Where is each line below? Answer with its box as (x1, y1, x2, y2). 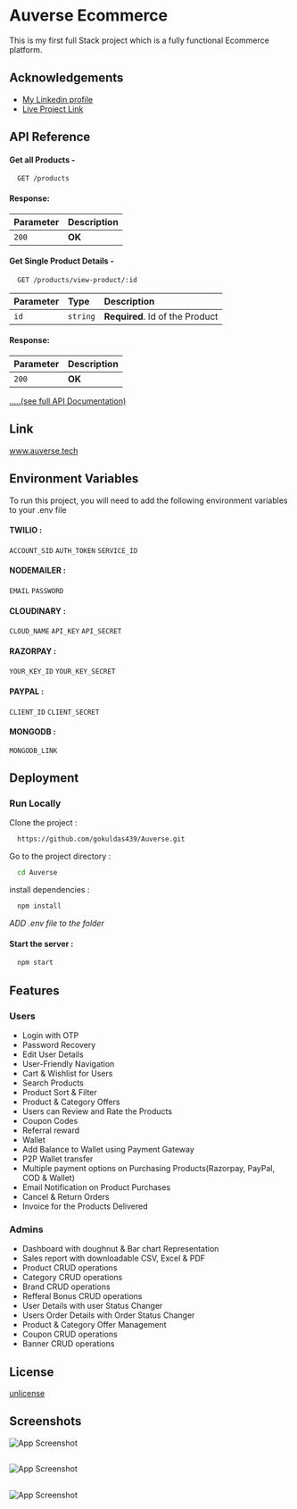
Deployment (9, 770, 79, 786)
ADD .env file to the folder (9, 918, 104, 929)
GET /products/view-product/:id (17, 275, 138, 284)
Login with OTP (21, 1029, 79, 1041)
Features (9, 983, 60, 998)
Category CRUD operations (21, 1272, 123, 1283)
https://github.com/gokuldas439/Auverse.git (17, 834, 186, 844)
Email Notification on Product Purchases (21, 1181, 171, 1193)
